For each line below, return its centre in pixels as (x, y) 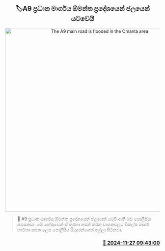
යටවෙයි (82, 19)
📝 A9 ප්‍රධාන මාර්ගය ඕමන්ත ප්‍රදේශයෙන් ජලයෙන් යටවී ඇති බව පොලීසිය (84, 219)
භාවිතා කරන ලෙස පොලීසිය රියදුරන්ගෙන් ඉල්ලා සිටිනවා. (70, 229)
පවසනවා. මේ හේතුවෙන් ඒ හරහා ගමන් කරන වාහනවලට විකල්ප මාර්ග (83, 224)
